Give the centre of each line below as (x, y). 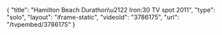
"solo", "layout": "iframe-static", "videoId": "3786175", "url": (93, 17)
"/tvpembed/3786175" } (41, 24)
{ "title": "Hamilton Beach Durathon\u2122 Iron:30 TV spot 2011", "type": (111, 10)
